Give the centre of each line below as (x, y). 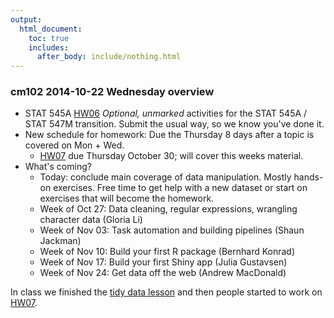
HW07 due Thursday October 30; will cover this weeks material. (171, 156)
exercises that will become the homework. (127, 198)
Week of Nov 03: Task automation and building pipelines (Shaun (172, 230)
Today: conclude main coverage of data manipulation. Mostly (165, 177)
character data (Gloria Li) (91, 220)
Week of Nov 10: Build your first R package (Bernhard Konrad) (167, 252)
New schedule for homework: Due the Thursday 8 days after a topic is (169, 135)
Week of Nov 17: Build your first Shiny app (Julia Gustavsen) (163, 262)
